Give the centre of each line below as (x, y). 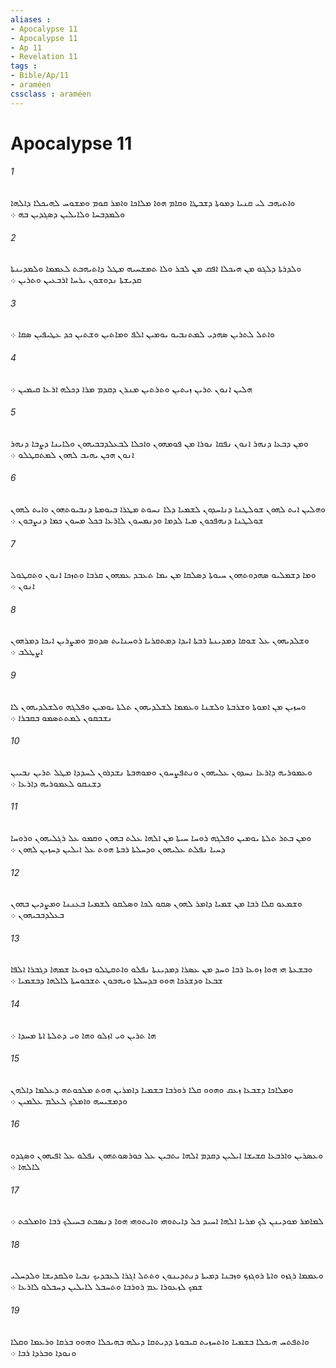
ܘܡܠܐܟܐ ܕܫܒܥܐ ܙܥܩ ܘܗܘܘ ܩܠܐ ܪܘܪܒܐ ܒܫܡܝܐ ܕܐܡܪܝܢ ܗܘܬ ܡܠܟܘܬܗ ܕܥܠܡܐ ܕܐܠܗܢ (152, 1089)
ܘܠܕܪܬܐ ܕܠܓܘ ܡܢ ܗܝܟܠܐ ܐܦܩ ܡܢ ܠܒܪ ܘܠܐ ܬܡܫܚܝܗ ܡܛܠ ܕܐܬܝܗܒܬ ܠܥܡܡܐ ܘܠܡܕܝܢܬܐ (156, 268)
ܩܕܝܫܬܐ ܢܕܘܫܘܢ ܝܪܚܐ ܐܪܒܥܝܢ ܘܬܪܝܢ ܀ (76, 280)
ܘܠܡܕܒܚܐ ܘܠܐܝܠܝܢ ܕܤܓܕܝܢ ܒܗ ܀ (67, 214)
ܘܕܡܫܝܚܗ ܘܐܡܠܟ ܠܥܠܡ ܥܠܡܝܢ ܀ (69, 1100)
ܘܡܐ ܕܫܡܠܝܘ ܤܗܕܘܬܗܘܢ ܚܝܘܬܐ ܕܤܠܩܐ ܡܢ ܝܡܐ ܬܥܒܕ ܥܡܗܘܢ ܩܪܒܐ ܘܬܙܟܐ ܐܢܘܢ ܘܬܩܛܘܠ (163, 575)
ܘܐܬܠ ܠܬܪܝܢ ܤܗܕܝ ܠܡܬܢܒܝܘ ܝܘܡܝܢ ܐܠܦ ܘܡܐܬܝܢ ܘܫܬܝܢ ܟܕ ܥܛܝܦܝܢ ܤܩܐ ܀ (142, 334)
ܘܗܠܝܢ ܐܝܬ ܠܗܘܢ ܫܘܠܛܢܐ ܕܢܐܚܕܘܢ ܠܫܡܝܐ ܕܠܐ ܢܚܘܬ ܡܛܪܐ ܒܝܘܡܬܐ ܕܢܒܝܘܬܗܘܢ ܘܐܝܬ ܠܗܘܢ (168, 509)
